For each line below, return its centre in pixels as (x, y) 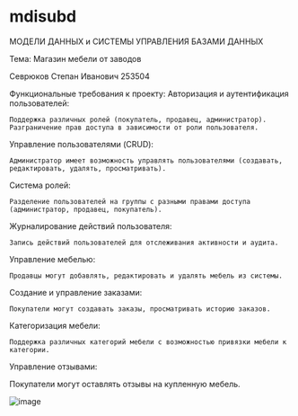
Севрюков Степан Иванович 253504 (79, 76)
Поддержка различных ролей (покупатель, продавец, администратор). (138, 119)
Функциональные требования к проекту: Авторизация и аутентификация (149, 93)
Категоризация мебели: (55, 325)
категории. (30, 350)
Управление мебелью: (53, 259)
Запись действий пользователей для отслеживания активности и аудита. (144, 243)
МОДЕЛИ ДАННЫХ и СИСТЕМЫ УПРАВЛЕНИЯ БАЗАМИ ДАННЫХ (136, 41)
